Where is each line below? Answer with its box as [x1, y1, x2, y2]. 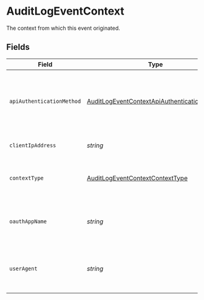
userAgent [9, 265, 38, 272]
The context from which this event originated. [6, 24, 120, 32]
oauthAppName [9, 218, 47, 225]
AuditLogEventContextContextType [87, 173, 188, 182]
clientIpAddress [9, 142, 56, 148]
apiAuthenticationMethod [9, 97, 81, 105]
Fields [6, 42, 30, 52]
